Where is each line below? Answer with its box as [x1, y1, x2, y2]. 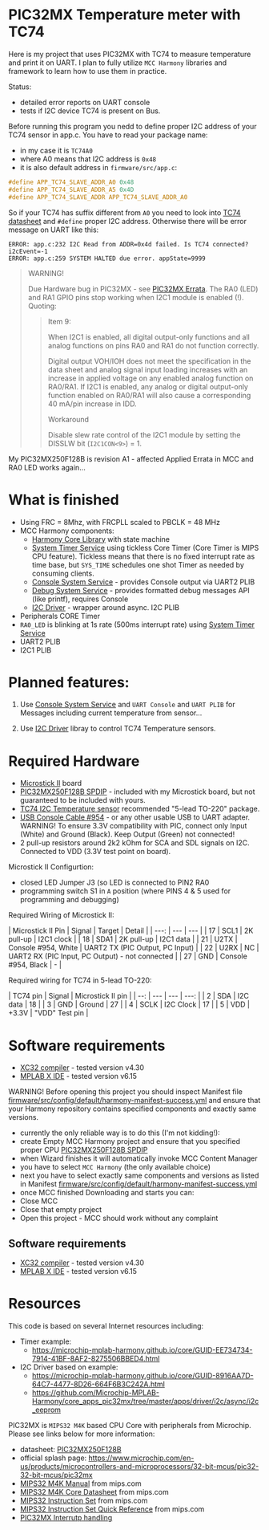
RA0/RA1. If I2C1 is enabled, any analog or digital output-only [47, 381, 248, 391]
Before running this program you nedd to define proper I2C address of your [8, 121, 257, 131]
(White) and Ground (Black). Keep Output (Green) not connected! [19, 829, 235, 840]
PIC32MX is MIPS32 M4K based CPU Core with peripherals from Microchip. [8, 1421, 252, 1430]
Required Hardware [8, 752, 140, 770]
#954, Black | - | [8, 960, 62, 970]
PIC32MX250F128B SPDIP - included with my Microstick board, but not [19, 787, 255, 796]
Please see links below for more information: [8, 1429, 155, 1438]
